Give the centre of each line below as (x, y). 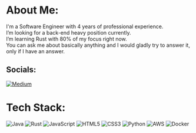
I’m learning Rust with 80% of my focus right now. (67, 39)
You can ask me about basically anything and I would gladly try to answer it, (98, 45)
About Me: (32, 10)
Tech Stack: (36, 108)
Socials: (21, 70)
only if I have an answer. (36, 51)
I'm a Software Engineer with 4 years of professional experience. (85, 26)
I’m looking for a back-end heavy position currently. (69, 32)
